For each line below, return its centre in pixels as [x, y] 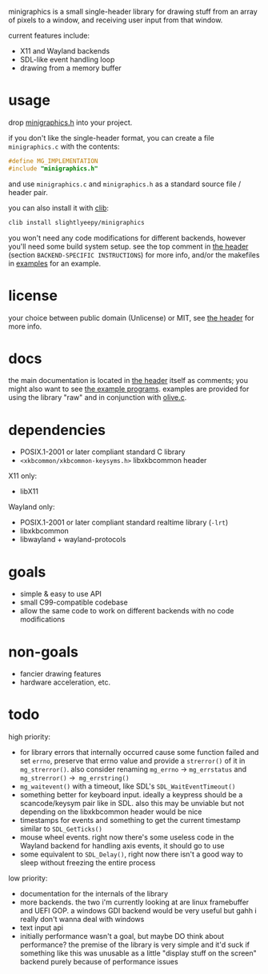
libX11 [29, 492]
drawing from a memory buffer [70, 68]
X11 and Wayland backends [65, 51]
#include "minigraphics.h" [53, 168]
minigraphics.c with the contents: [64, 146]
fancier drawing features [60, 674]
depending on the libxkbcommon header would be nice [111, 812]
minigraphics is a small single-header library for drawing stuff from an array [133, 12]
